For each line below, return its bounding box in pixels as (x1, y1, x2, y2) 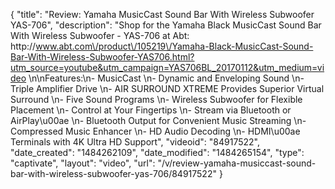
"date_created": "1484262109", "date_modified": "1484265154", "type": (10, 147, 305, 158)
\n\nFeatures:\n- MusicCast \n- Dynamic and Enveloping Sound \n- (28, 72, 305, 84)
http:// (10, 40, 37, 52)
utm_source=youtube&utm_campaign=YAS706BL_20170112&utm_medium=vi (10, 62, 325, 73)
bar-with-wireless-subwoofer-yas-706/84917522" (10, 168, 217, 179)
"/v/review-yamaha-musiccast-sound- (157, 157, 317, 169)
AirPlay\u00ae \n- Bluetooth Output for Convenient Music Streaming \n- (10, 115, 307, 126)
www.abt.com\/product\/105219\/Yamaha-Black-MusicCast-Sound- (35, 40, 314, 52)
